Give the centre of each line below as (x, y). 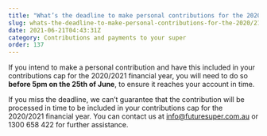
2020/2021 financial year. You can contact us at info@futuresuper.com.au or (133, 116)
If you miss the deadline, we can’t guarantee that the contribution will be (126, 100)
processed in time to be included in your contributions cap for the (116, 108)
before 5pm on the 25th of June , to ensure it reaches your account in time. (132, 85)
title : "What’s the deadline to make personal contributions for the (126, 15)
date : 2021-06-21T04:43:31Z (55, 30)
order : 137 (26, 45)
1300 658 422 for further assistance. (68, 125)
